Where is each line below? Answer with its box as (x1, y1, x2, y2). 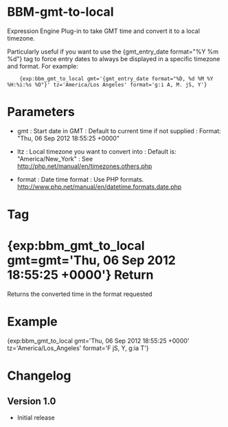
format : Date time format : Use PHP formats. (16, 175, 144, 183)
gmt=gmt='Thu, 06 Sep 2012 (7, 253, 176, 268)
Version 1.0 (7, 395, 56, 407)
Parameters (7, 104, 76, 120)
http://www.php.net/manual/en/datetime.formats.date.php (16, 183, 182, 191)
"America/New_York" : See (16, 154, 93, 163)
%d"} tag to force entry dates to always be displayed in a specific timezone (7, 54, 220, 62)
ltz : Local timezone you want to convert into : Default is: (16, 147, 176, 155)
